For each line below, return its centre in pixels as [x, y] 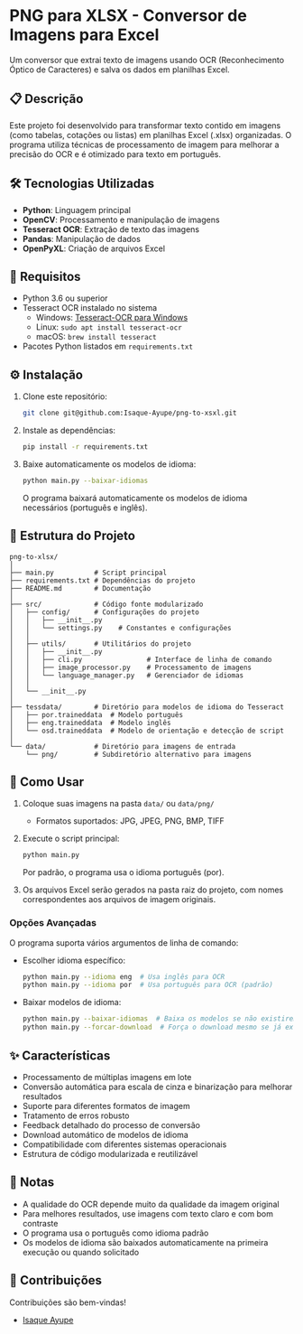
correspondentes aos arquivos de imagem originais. [119, 900]
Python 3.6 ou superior [65, 298]
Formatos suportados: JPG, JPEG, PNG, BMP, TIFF [130, 821]
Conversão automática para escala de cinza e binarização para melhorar [157, 1087]
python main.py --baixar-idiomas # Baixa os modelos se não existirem [160, 1019]
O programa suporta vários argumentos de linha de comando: [124, 942]
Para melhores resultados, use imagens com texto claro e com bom [147, 1213]
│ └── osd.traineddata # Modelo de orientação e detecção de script [147, 731]
